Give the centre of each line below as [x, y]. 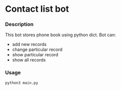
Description [19, 24]
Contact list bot [37, 9]
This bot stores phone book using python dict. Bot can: [60, 35]
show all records [29, 60]
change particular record [37, 49]
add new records [29, 45]
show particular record [35, 55]
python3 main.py [22, 83]
